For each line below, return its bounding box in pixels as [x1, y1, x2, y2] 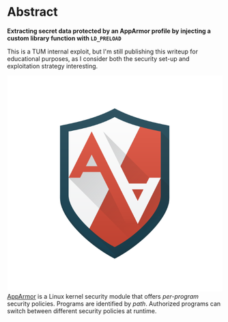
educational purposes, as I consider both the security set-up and [7, 54, 190, 62]
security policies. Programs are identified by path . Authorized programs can [7, 299, 221, 308]
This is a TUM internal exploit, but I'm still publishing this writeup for [7, 47, 198, 55]
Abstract [7, 4, 58, 20]
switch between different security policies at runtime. [7, 306, 157, 315]
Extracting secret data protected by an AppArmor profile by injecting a [7, 27, 212, 35]
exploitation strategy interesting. [7, 62, 98, 70]
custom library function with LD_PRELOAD [7, 34, 122, 42]
